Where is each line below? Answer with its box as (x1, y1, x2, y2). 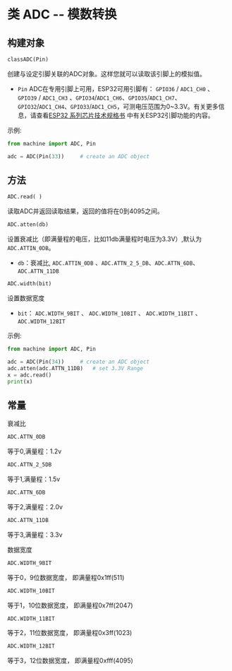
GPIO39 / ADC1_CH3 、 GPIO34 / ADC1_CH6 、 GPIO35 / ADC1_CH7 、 (17, 93, 181, 102)
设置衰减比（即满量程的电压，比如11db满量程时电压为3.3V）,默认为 (7, 234, 202, 244)
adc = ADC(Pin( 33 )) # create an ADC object (7, 153, 150, 160)
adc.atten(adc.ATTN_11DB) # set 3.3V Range (7, 364, 143, 372)
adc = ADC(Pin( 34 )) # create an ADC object (7, 358, 150, 365)
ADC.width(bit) (7, 280, 52, 287)
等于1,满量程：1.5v (7, 475, 61, 483)
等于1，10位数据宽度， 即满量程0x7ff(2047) (7, 601, 133, 610)
